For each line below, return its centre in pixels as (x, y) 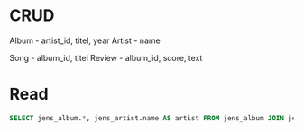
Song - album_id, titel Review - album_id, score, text (106, 57)
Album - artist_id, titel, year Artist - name (85, 40)
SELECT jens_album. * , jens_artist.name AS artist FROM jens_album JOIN (147, 118)
